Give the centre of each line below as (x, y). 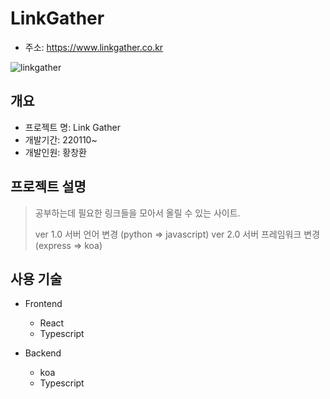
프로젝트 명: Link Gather (72, 127)
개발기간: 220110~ (61, 139)
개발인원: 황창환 (55, 152)
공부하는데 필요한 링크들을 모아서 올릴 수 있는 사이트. (137, 213)
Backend (43, 353)
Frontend (43, 304)
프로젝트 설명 (48, 187)
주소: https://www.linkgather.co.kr (94, 47)
